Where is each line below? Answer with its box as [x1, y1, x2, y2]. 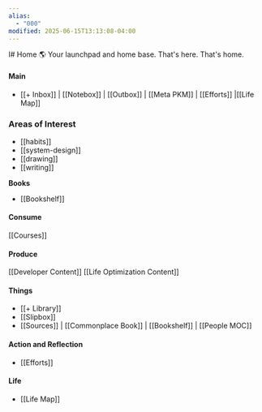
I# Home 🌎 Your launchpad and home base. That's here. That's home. [8, 49, 245, 59]
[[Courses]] [8, 230, 47, 240]
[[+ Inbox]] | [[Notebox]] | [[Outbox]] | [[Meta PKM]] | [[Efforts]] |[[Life [19, 89, 255, 99]
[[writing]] [19, 162, 54, 172]
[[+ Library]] [19, 303, 62, 313]
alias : [8, 11, 31, 20]
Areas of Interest [8, 118, 76, 130]
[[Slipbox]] [19, 312, 56, 322]
